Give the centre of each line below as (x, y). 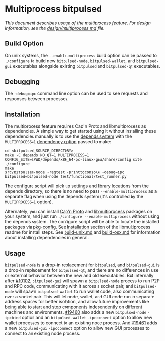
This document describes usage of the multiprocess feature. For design (78, 23)
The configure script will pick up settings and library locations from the (77, 186)
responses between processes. (37, 99)
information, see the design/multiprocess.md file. (55, 28)
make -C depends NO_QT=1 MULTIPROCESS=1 (47, 155)
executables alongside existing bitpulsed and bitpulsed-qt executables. (86, 66)
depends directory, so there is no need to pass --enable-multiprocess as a (81, 191)
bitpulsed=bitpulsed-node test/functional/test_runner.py (66, 177)
